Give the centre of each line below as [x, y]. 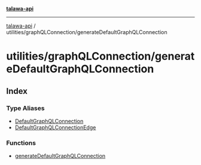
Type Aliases [25, 108]
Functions [21, 143]
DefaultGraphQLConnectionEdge [55, 127]
